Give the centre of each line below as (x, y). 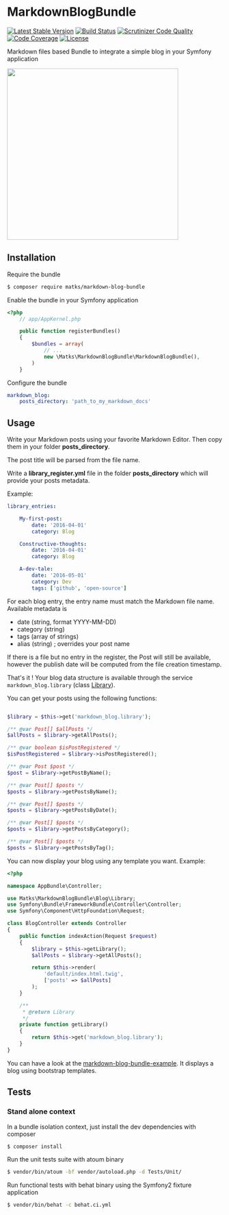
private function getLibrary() (64, 1025)
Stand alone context (41, 1111)
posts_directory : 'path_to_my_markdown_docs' (85, 402)
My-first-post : (41, 518)
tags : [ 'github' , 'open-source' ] (79, 588)
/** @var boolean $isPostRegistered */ (64, 748)
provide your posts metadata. (49, 481)
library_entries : (32, 507)
